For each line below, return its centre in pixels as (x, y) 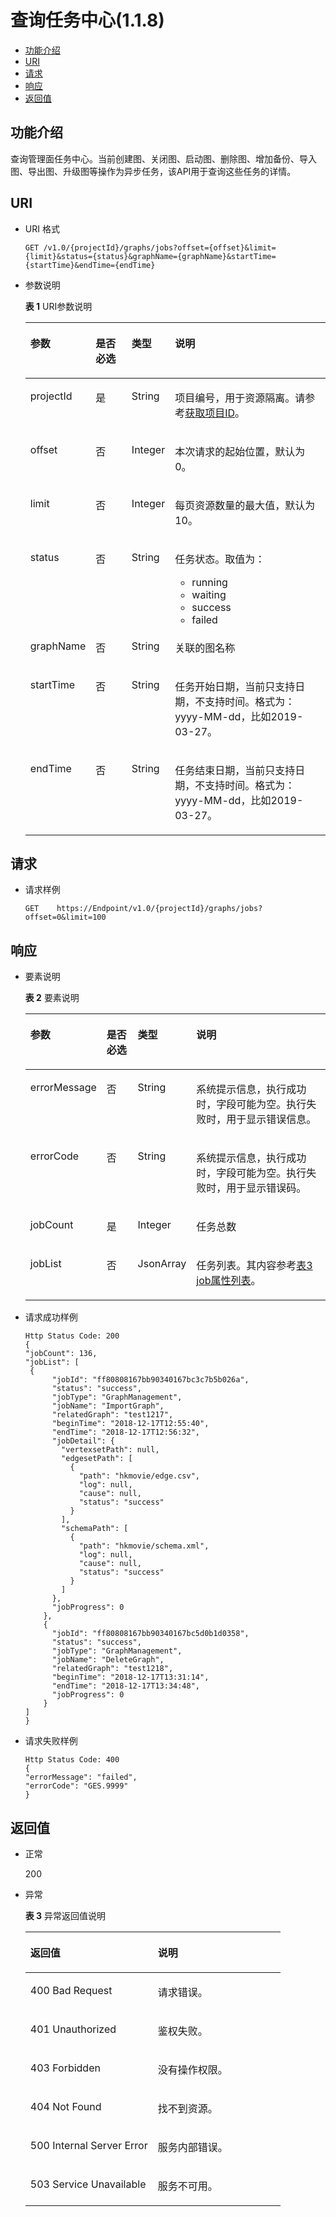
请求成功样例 (51, 1317)
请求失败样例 (51, 1741)
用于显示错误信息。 (271, 1119)
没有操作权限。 (192, 2069)
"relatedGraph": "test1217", (112, 1415)
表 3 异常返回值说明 (65, 1915)
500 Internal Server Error (88, 2145)
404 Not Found (65, 2106)
